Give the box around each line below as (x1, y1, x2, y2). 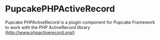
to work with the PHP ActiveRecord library (5, 24, 90, 30)
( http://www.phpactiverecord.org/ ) (5, 29, 75, 35)
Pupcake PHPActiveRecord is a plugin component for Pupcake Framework (5, 19, 156, 25)
